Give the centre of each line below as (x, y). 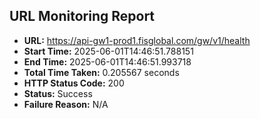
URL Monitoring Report (82, 16)
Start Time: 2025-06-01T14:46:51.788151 (108, 51)
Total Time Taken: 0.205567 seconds (101, 72)
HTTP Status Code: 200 (74, 83)
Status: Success (58, 93)
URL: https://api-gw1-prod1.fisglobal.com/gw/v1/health (137, 40)
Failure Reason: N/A (66, 104)
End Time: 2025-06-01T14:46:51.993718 (107, 61)
